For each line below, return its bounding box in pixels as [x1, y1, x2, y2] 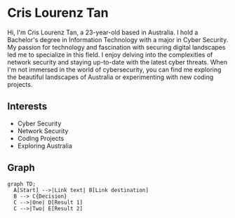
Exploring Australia [17, 142, 72, 150]
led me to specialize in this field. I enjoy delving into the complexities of [7, 50, 213, 59]
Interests [7, 100, 48, 113]
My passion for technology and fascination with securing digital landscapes [7, 43, 226, 51]
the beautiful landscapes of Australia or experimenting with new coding [7, 72, 214, 81]
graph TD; [7, 180, 36, 187]
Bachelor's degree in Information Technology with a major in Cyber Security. [7, 35, 229, 43]
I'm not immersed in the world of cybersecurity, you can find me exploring [7, 65, 222, 74]
